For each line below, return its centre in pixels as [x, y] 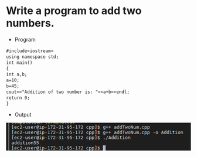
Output [23, 114]
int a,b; [17, 74]
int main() [19, 63]
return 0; [18, 98]
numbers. [30, 23]
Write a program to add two [74, 11]
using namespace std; [33, 57]
